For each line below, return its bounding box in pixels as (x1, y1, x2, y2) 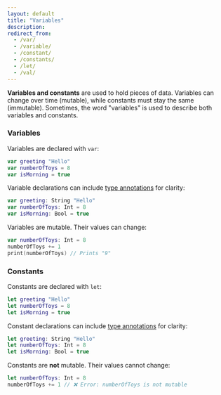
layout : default (7, 10, 55, 18)
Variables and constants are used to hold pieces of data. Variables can (7, 89, 214, 97)
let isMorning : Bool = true (7, 349, 90, 356)
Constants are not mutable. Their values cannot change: (7, 361, 170, 370)
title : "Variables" (7, 17, 65, 24)
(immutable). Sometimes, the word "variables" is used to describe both (7, 103, 213, 112)
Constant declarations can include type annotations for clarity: (7, 321, 188, 330)
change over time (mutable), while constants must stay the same (7, 96, 194, 104)
